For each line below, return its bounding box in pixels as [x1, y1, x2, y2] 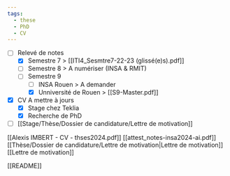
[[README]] [7, 161, 42, 170]
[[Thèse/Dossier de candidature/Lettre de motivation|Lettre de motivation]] [7, 141, 224, 149]
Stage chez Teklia [27, 104, 80, 112]
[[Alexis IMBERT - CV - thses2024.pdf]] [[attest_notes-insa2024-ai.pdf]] [7, 133, 217, 141]
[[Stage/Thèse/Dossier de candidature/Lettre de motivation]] [17, 119, 194, 127]
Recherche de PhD [27, 111, 82, 120]
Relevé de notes [17, 49, 64, 57]
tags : [7, 10, 23, 17]
